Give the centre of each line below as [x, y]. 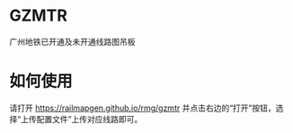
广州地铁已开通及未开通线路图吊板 [72, 41]
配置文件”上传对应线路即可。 [89, 119]
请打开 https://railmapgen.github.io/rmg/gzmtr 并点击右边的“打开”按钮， [142, 108]
